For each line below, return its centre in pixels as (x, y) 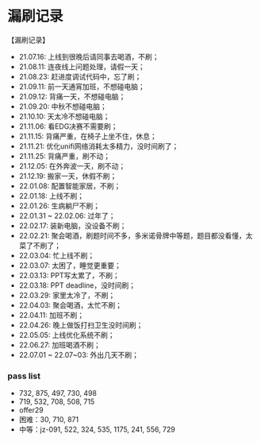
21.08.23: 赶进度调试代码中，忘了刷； (80, 76)
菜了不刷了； (40, 245)
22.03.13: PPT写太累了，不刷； (69, 275)
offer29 (31, 410)
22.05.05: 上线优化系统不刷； (67, 335)
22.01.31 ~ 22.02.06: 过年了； (67, 215)
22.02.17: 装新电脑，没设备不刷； (73, 225)
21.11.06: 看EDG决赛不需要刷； (68, 126)
